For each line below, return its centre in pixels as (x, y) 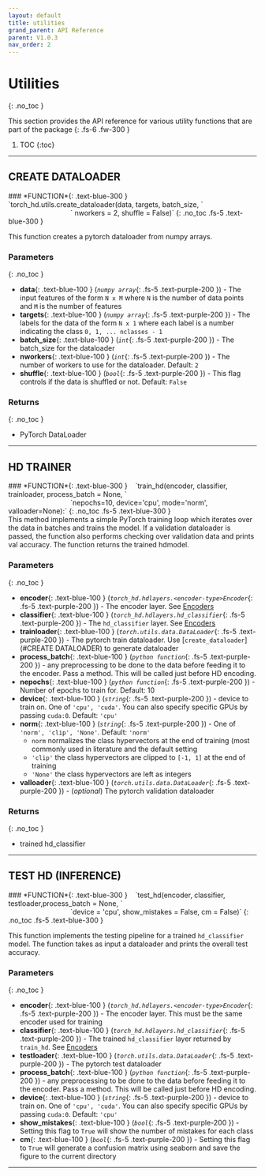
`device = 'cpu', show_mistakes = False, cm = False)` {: (160, 911)
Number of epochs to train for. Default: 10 (87, 690)
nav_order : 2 (30, 45)
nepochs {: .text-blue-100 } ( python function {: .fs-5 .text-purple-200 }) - (137, 682)
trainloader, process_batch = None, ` (68, 494)
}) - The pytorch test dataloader (110, 1064)
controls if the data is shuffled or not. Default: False (103, 382)
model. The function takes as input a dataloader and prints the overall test (128, 944)
